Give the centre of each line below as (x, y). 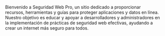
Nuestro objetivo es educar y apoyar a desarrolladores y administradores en (83, 18)
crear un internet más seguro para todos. (47, 28)
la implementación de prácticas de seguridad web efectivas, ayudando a (79, 23)
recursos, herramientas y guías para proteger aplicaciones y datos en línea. (82, 12)
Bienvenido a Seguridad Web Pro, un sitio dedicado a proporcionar (73, 7)
